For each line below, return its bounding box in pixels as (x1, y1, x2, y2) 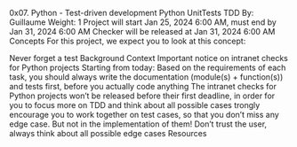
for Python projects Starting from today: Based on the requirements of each (9, 62, 286, 73)
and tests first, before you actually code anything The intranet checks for (9, 81, 277, 91)
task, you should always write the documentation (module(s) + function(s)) (9, 72, 284, 82)
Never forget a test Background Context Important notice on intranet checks (9, 53, 289, 63)
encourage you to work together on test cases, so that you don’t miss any (9, 110, 280, 120)
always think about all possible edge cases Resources (9, 128, 207, 138)
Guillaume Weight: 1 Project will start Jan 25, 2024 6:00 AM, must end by (9, 17, 277, 27)
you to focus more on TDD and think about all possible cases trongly (9, 100, 261, 110)
